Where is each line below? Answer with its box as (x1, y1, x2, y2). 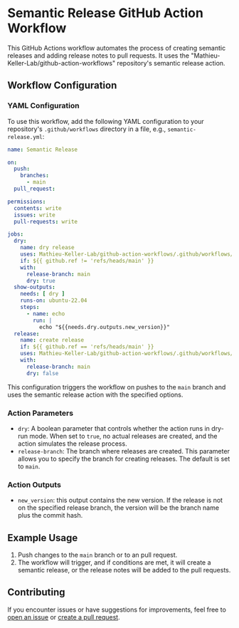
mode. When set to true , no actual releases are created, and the (29, 431, 218, 440)
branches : (20, 172, 50, 179)
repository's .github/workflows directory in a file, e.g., (7, 125, 166, 133)
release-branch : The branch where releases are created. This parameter (17, 446, 230, 455)
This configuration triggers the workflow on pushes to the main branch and (7, 382, 226, 391)
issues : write (14, 211, 55, 219)
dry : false (26, 370, 59, 377)
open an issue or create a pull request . (7, 612, 120, 621)
